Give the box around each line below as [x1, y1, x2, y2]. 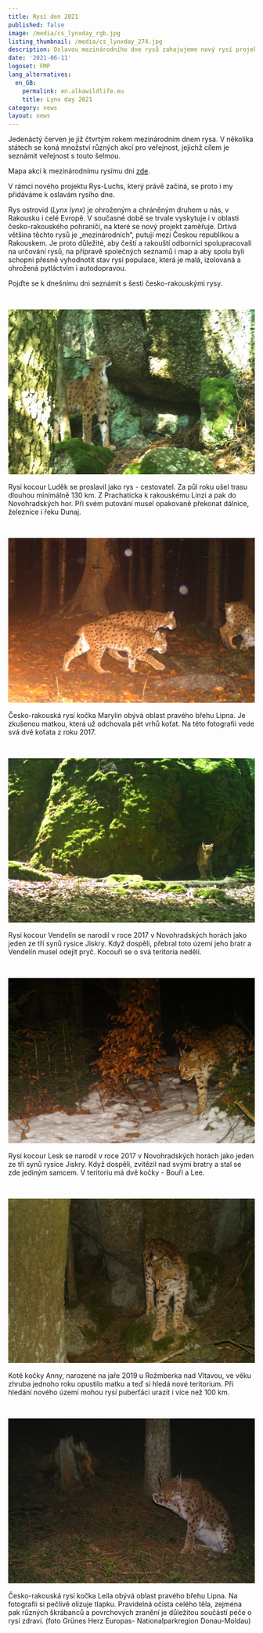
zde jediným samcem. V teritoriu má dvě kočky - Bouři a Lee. [8, 1168, 205, 1177]
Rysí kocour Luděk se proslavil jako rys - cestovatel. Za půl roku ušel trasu [8, 482, 248, 491]
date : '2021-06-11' [8, 54, 72, 62]
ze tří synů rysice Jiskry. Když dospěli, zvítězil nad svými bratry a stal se [8, 1159, 242, 1168]
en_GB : [15, 78, 37, 86]
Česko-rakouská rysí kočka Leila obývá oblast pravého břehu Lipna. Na [8, 1591, 238, 1600]
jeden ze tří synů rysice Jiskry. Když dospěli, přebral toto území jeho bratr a [8, 939, 252, 949]
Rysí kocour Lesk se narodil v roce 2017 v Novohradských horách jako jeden [8, 1150, 254, 1161]
